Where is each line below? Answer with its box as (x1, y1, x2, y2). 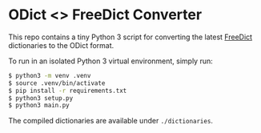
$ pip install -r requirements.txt (8, 87, 127, 95)
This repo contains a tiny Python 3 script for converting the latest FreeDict (8, 32, 253, 42)
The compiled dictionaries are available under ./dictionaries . (8, 116, 214, 126)
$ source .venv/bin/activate (8, 79, 106, 87)
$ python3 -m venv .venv (8, 71, 91, 79)
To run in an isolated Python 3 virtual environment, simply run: (8, 56, 214, 66)
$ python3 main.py (8, 102, 70, 110)
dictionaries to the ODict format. (8, 40, 114, 50)
